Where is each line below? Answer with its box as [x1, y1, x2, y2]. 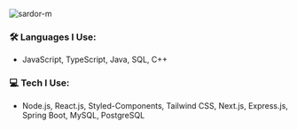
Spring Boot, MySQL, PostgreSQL [21, 110, 145, 120]
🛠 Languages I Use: [9, 31, 97, 43]
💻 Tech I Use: [9, 77, 70, 89]
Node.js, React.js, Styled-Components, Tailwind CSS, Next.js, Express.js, [21, 100, 288, 110]
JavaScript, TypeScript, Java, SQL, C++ [21, 54, 168, 65]
